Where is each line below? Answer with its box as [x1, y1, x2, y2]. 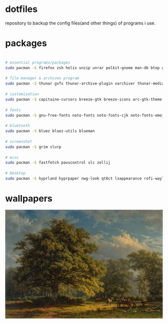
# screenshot [5, 139, 32, 144]
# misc [5, 155, 19, 160]
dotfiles [5, 3, 38, 15]
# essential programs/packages [5, 60, 70, 65]
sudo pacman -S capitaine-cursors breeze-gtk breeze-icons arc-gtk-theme [5, 96, 162, 102]
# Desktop [5, 171, 26, 176]
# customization [5, 91, 39, 96]
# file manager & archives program [5, 76, 79, 81]
